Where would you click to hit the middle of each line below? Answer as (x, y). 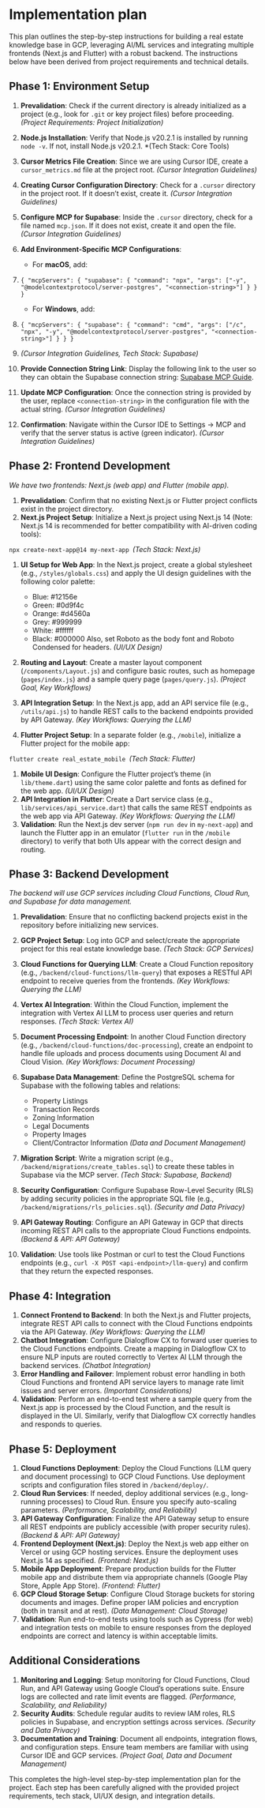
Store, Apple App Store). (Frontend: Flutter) (90, 1586)
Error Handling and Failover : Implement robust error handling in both (132, 1374)
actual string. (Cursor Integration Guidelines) (93, 409)
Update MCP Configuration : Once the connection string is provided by (136, 392)
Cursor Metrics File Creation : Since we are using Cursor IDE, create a (134, 161)
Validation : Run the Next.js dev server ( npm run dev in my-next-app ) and (136, 824)
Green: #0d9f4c (58, 605)
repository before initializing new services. (89, 925)
